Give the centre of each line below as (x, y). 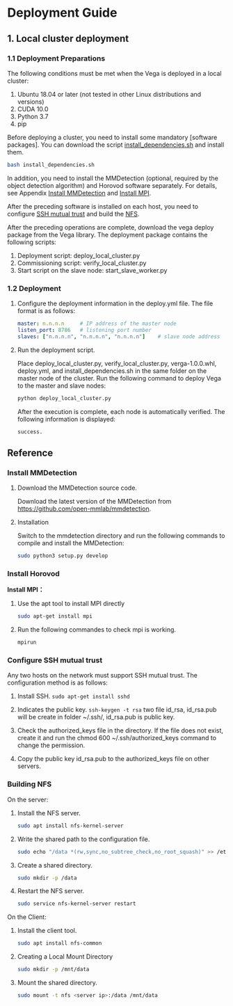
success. (30, 432)
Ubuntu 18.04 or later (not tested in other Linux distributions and (109, 94)
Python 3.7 (33, 116)
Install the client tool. (47, 931)
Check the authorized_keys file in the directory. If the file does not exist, (120, 730)
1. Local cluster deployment (68, 39)
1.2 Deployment (34, 288)
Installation (33, 522)
